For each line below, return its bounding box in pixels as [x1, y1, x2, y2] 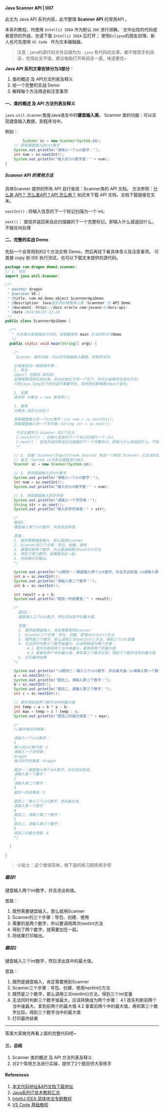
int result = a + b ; [14, 592, 56, 597]
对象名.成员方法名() [14, 408, 50, 413]
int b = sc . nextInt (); [14, 583, 60, 588]
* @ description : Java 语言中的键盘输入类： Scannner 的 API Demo [7, 300, 131, 305]
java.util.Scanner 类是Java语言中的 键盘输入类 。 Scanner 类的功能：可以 [5, 112, 152, 118]
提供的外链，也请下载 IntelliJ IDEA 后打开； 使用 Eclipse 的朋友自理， [9, 33, 151, 39]
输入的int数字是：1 [14, 745, 48, 750]
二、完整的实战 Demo [5, 237, 49, 243]
